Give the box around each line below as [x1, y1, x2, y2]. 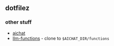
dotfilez [5, 4, 30, 12]
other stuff [5, 19, 32, 26]
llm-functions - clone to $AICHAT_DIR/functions [12, 35, 109, 41]
